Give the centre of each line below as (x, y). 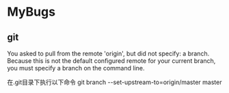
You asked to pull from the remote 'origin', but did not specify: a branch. (108, 53)
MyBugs (31, 12)
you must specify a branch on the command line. (76, 68)
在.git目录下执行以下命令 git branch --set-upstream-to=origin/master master (114, 82)
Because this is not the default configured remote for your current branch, (111, 61)
